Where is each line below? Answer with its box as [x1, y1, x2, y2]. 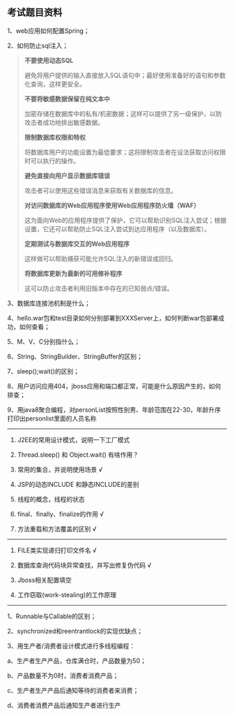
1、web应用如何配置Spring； [7, 27, 90, 35]
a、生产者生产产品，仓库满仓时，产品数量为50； [7, 656, 146, 665]
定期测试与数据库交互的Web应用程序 [24, 240, 130, 248]
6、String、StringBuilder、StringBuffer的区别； [7, 352, 143, 360]
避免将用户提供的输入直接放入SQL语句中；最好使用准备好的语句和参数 [24, 71, 226, 79]
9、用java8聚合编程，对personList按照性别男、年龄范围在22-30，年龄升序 [7, 405, 221, 414]
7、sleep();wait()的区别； [7, 367, 80, 375]
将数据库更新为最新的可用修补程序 [24, 269, 123, 277]
